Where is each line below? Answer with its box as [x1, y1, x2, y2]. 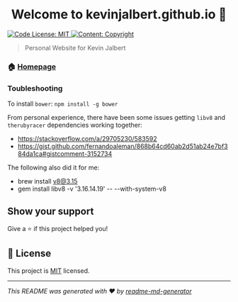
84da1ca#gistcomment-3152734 [17, 150, 113, 158]
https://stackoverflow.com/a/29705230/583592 [17, 135, 157, 143]
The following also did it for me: [7, 163, 100, 172]
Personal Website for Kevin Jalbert [24, 43, 126, 52]
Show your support [7, 205, 94, 217]
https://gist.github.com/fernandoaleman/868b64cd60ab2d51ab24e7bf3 [17, 142, 228, 151]
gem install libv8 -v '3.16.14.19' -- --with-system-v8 [17, 184, 166, 194]
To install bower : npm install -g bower [7, 99, 118, 108]
